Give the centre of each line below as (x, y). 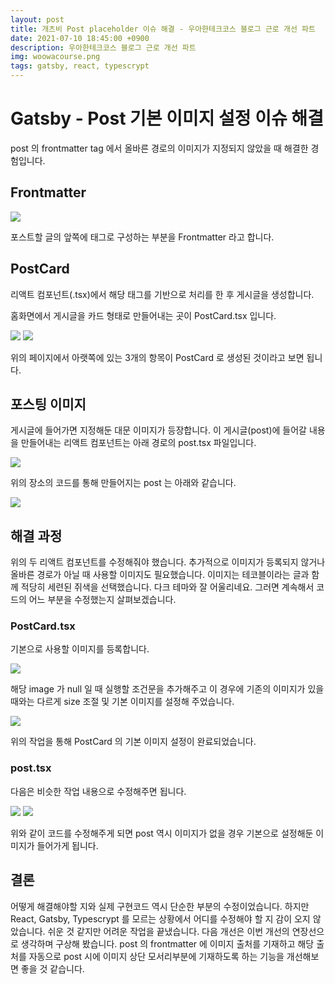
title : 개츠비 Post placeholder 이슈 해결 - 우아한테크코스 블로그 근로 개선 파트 (163, 29)
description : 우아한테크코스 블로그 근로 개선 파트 (103, 47)
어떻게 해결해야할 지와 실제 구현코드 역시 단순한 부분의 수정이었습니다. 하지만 (160, 906)
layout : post (37, 19)
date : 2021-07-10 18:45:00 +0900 (80, 38)
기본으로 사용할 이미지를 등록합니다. (80, 649)
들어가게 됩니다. (67, 845)
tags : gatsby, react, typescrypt (80, 66)
